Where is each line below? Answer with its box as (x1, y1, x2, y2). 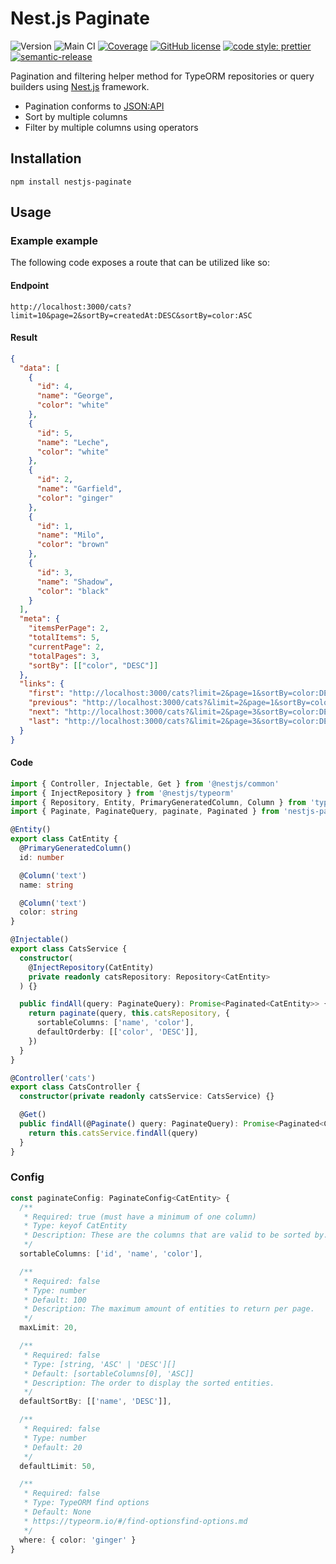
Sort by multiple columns (24, 110, 128, 122)
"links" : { (19, 679, 65, 689)
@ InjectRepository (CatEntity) (28, 962, 155, 972)
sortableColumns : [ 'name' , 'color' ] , (36, 1018, 195, 1028)
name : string (19, 880, 74, 890)
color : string (19, 907, 78, 917)
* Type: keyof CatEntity (23, 1221, 128, 1231)
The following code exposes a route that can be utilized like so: (10, 257, 271, 269)
